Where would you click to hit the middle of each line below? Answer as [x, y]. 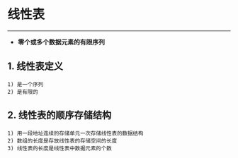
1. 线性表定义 [35, 67]
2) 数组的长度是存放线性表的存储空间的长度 [62, 141]
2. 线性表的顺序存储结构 [59, 115]
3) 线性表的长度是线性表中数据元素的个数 [59, 148]
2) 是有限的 [23, 92]
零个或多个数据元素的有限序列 [61, 42]
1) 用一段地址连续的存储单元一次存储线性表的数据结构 [75, 133]
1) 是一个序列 [25, 84]
